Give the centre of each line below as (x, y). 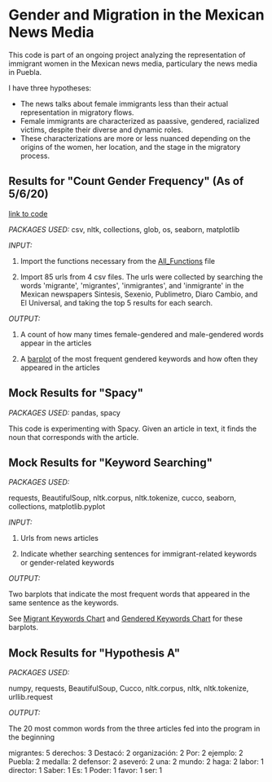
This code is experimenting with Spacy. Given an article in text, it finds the (133, 428)
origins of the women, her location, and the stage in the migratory (130, 147)
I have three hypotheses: (50, 88)
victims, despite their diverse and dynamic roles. (101, 130)
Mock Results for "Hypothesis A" (94, 653)
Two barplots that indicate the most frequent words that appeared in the (129, 594)
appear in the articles (56, 343)
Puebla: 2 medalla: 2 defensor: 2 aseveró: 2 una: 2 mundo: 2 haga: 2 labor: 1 (136, 762)
